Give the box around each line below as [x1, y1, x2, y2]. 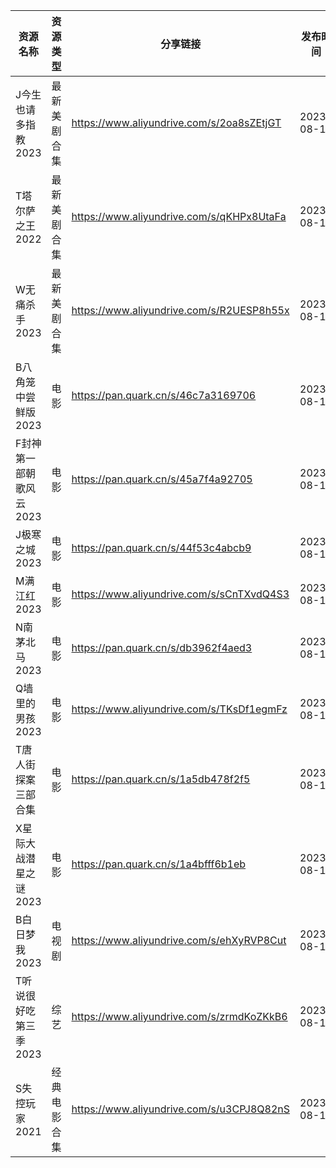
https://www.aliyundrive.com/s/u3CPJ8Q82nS [71, 1102, 291, 1116]
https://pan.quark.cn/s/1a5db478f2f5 [71, 772, 251, 786]
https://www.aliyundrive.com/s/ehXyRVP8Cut [71, 934, 287, 947]
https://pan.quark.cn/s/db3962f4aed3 [71, 641, 253, 654]
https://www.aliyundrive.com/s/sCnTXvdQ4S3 [71, 587, 290, 601]
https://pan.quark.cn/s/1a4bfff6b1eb [71, 857, 247, 871]
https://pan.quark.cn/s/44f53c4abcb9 [71, 541, 252, 554]
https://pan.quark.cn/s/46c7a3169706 [71, 389, 257, 402]
